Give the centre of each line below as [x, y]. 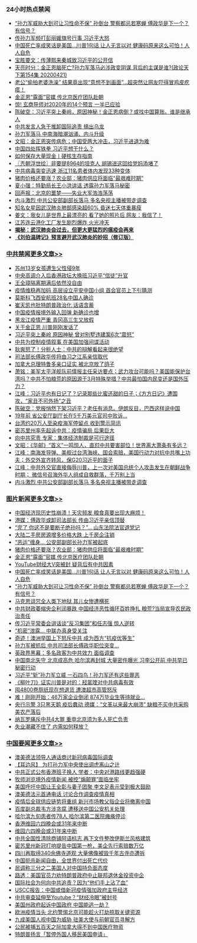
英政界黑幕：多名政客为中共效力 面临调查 [65, 653]
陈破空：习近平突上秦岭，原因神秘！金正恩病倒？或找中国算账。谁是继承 [102, 112]
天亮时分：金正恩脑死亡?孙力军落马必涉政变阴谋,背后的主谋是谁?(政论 [99, 68]
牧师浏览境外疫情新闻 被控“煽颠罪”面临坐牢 [67, 780]
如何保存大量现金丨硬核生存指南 [53, 156]
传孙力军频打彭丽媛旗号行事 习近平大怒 [62, 38]
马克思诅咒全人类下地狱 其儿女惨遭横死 [62, 601]
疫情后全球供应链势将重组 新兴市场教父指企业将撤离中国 [83, 801]
